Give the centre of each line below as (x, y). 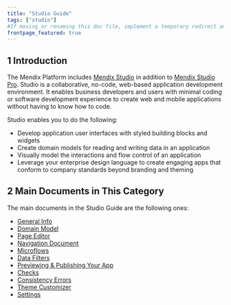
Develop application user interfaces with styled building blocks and (112, 133)
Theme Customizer (44, 287)
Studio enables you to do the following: (63, 120)
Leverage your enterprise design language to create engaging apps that (119, 162)
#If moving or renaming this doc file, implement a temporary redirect (112, 26)
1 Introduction (37, 60)
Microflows (33, 250)
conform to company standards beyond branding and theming (105, 170)
